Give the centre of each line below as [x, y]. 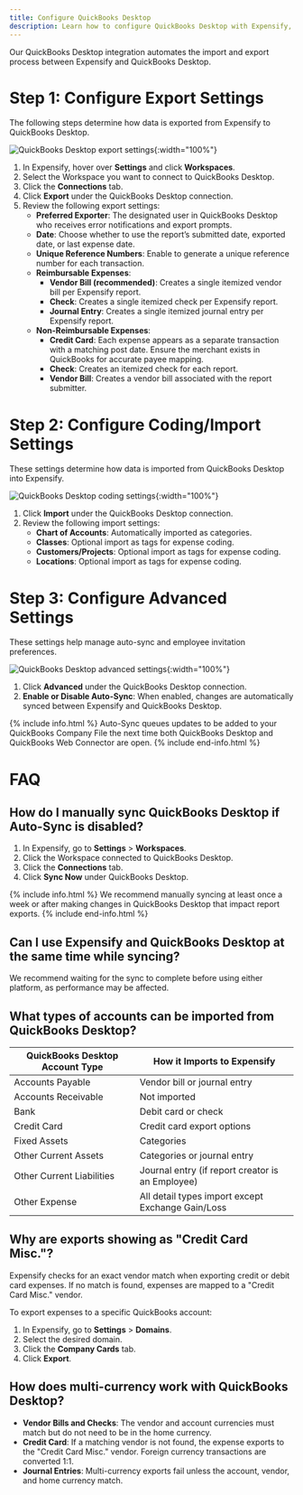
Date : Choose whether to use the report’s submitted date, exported [161, 235]
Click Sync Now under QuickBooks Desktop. [106, 877]
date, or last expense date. [85, 244]
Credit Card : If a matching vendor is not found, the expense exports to [153, 1442]
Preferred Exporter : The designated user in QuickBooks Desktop [156, 215]
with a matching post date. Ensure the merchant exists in [155, 350]
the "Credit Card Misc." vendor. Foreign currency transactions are [144, 1452]
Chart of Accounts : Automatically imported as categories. [144, 533]
